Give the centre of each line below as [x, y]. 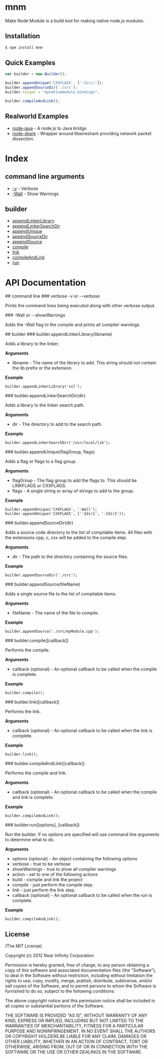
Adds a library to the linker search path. [45, 405]
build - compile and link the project [47, 880]
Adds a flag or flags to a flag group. [41, 462]
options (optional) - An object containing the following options [75, 859]
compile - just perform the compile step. [53, 885]
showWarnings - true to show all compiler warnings [64, 869]
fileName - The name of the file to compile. [56, 613]
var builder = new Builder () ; [36, 74]
